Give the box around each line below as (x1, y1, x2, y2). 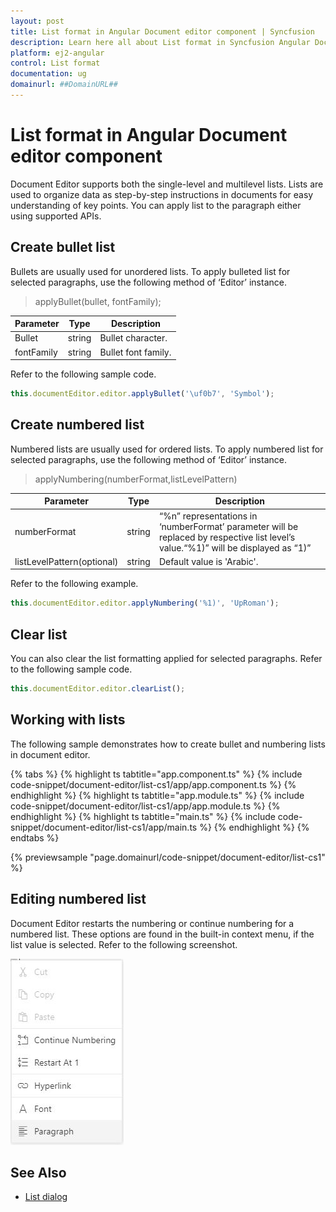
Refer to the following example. (10, 578, 139, 590)
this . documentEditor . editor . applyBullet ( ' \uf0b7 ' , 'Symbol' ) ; (10, 389, 275, 399)
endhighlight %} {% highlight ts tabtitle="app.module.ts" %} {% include (10, 789, 305, 801)
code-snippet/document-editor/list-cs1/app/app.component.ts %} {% (10, 778, 297, 790)
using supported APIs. (10, 210, 102, 222)
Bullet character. (99, 332, 168, 344)
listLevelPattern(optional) (14, 555, 119, 567)
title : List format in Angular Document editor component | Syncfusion (10, 26, 315, 37)
